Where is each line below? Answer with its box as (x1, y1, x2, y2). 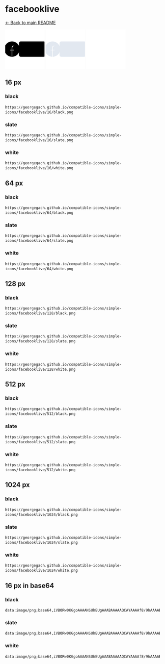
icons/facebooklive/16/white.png (5, 166, 74, 171)
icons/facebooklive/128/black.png (5, 311, 76, 316)
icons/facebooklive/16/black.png (5, 109, 74, 115)
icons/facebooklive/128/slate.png (5, 339, 76, 344)
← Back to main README (5, 20, 56, 26)
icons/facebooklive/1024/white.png (5, 568, 78, 573)
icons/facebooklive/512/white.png (5, 467, 76, 473)
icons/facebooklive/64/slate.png (5, 238, 74, 243)
